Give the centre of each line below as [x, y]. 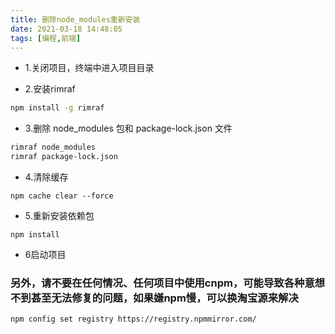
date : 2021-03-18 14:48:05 [66, 29]
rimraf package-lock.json [64, 157]
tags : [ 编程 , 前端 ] [46, 38]
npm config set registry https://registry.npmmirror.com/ [133, 319]
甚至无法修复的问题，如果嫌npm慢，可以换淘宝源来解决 [164, 298]
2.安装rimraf [50, 89]
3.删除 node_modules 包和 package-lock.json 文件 [128, 128]
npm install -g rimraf [57, 108]
